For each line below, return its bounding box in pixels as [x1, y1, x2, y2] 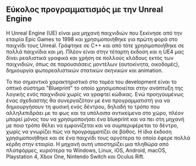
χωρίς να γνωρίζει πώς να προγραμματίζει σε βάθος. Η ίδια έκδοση [6, 128, 172, 135]
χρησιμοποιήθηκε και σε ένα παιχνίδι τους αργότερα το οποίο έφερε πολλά [6, 134, 191, 141]
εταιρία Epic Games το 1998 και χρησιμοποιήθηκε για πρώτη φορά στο [6, 35, 178, 43]
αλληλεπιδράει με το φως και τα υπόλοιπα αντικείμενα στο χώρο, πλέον [6, 109, 184, 116]
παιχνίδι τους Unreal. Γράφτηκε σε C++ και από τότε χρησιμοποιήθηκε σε [6, 42, 184, 49]
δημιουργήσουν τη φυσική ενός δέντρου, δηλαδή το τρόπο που [6, 103, 160, 110]
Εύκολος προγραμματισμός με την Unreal [6, 5, 163, 15]
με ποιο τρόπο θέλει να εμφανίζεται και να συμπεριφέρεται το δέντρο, [6, 121, 178, 128]
